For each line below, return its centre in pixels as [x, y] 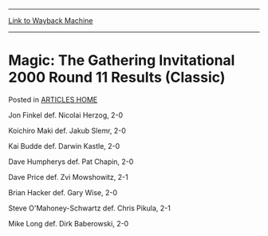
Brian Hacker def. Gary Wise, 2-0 [63, 192]
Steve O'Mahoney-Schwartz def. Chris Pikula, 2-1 [90, 208]
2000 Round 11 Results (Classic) [117, 78]
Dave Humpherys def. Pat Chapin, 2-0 [71, 162]
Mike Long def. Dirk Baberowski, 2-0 [69, 223]
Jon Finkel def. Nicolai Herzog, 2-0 [66, 115]
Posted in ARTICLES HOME [53, 99]
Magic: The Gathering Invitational [122, 60]
